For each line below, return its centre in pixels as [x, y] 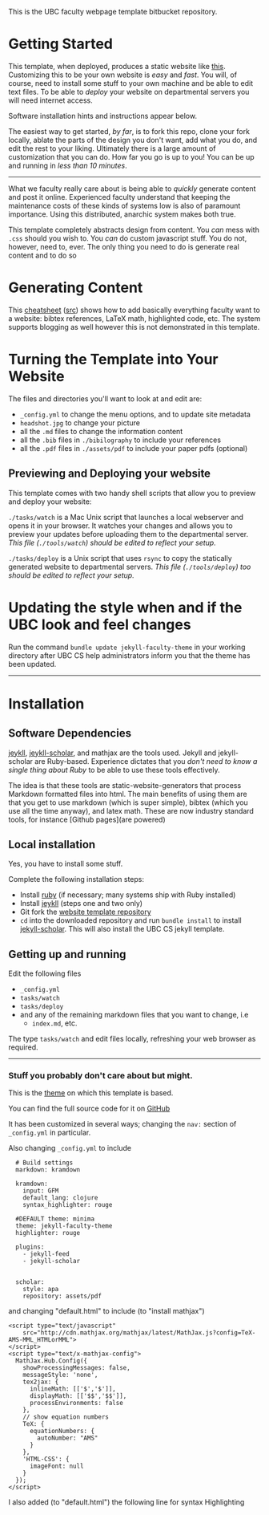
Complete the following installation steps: [76, 879]
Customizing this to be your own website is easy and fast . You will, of [123, 75]
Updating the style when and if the [125, 607]
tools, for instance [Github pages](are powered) [87, 819]
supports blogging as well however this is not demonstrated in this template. [134, 327]
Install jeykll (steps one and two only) [81, 904]
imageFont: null [56, 1466]
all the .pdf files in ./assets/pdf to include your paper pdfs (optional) [134, 448]
